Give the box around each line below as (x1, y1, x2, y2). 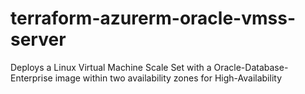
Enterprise (10, 72, 53, 84)
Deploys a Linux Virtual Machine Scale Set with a (10, 61, 212, 73)
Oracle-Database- (213, 61, 289, 73)
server (10, 28, 67, 51)
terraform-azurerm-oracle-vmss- (10, 7, 296, 30)
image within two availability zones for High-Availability (54, 72, 282, 84)
